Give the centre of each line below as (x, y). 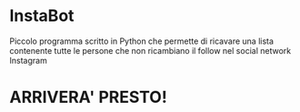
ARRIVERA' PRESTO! (89, 97)
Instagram (28, 60)
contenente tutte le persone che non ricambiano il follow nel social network (150, 50)
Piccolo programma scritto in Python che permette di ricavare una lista (142, 41)
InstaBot (42, 16)
